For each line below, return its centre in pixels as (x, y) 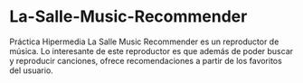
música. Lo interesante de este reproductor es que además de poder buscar (151, 51)
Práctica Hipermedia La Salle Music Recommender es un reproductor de (144, 41)
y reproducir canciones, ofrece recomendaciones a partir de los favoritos (146, 60)
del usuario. (32, 70)
